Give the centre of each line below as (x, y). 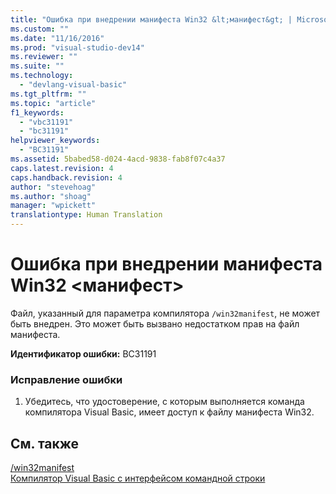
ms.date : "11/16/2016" (57, 38)
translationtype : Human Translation (86, 215)
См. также (45, 443)
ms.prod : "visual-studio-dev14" (77, 47)
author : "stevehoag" (53, 187)
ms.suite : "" (37, 66)
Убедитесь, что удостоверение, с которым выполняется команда (164, 402)
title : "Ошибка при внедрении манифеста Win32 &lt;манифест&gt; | (151, 19)
